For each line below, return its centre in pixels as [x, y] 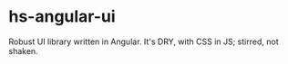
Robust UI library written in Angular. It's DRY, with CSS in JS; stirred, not [144, 41]
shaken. [23, 50]
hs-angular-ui [62, 17]
